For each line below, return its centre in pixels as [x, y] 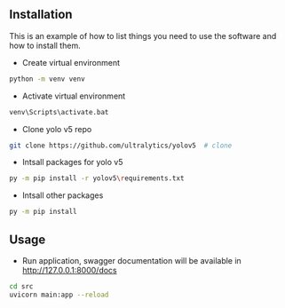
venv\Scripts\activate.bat [59, 112]
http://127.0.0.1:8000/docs [69, 270]
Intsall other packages [63, 195]
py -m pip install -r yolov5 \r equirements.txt [97, 178]
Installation [41, 15]
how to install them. [45, 45]
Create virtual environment [71, 62]
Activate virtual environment [74, 96]
